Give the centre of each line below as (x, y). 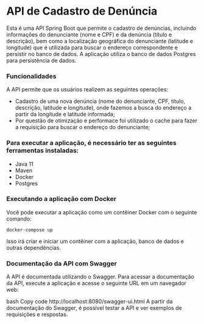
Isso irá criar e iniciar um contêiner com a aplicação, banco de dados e (95, 241)
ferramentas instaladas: (43, 150)
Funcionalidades (31, 76)
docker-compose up (30, 230)
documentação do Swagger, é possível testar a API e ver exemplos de (94, 308)
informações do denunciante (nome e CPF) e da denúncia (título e (89, 34)
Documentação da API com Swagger (62, 263)
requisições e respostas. (37, 314)
